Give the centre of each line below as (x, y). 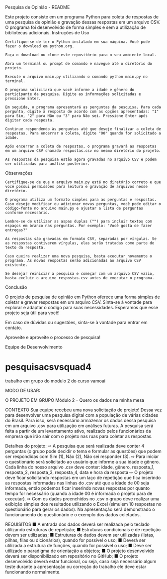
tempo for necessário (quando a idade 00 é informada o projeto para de (79, 493)
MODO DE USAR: (23, 390)
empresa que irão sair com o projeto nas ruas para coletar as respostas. (79, 436)
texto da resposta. (25, 247)
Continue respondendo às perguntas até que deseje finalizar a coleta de (83, 129)
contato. (14, 328)
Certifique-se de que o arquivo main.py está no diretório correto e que (83, 182)
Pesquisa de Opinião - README (38, 7)
